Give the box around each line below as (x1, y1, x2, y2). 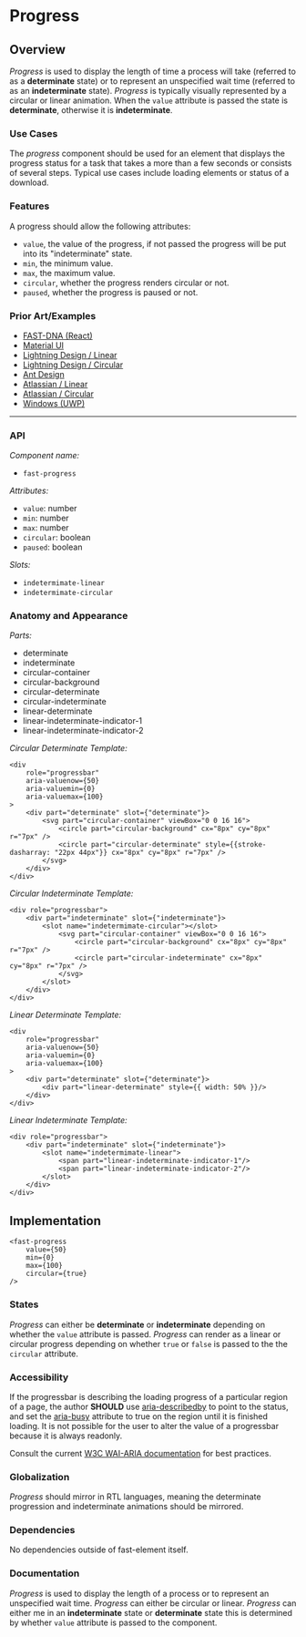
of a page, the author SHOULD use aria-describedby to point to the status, (9, 1401, 289, 1412)
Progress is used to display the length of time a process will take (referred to (9, 66, 296, 77)
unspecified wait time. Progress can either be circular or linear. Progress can (9, 1597, 297, 1609)
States (9, 1298, 39, 1311)
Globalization (9, 1470, 70, 1483)
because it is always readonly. (9, 1430, 123, 1441)
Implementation (9, 1213, 102, 1229)
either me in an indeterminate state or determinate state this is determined (9, 1607, 293, 1618)
